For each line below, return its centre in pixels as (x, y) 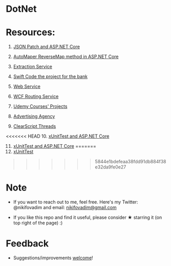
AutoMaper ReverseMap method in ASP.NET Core (66, 56)
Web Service (27, 87)
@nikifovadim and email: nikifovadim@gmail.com (65, 207)
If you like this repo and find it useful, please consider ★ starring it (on (88, 217)
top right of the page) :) (38, 223)
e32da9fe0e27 (111, 167)
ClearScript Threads (35, 126)
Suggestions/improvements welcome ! (53, 258)
